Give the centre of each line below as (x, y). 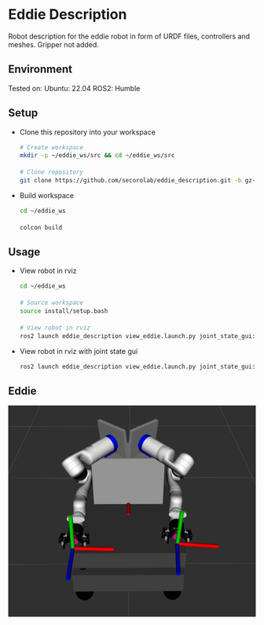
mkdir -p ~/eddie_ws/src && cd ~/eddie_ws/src (97, 156)
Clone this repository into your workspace (87, 132)
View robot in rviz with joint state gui (79, 351)
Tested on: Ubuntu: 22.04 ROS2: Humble (74, 88)
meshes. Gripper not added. (54, 44)
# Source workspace (51, 303)
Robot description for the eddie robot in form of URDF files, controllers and (129, 36)
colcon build (41, 227)
